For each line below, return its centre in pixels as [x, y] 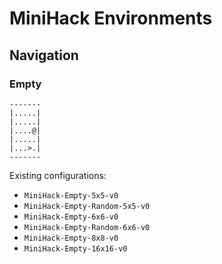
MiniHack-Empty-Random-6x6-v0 [87, 227]
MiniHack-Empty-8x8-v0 [71, 238]
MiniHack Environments [111, 18]
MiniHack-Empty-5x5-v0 [71, 195]
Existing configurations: [58, 175]
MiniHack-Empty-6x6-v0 [71, 217]
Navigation [44, 55]
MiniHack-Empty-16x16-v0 [75, 248]
